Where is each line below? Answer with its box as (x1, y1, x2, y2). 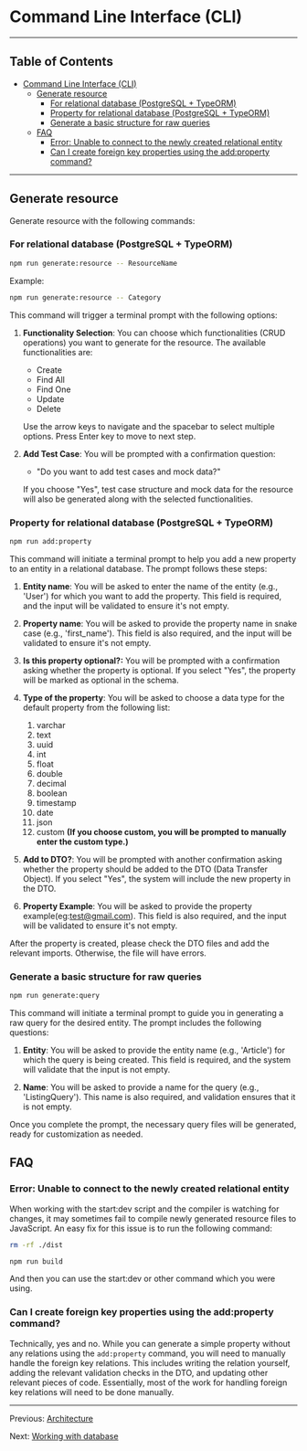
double (36, 768, 63, 778)
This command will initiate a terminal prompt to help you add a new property (9, 553, 297, 564)
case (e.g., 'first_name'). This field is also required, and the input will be (22, 628, 292, 639)
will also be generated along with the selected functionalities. (22, 493, 254, 504)
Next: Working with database (9, 1430, 119, 1441)
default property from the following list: (22, 702, 171, 713)
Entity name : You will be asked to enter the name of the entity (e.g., (22, 580, 279, 591)
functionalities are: (22, 346, 93, 357)
